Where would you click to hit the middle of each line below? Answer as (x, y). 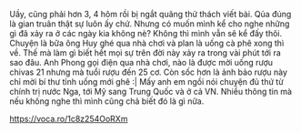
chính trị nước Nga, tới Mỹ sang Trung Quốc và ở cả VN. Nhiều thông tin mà (151, 92)
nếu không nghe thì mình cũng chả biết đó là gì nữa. (107, 101)
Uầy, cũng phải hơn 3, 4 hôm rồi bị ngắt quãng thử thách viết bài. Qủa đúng (150, 14)
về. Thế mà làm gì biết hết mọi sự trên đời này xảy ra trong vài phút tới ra (145, 53)
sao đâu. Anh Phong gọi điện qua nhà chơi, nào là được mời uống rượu (141, 62)
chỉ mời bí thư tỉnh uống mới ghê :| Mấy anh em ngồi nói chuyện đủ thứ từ (146, 82)
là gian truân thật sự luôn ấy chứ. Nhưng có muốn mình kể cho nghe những (150, 24)
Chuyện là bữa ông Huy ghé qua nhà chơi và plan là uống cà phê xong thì (147, 43)
